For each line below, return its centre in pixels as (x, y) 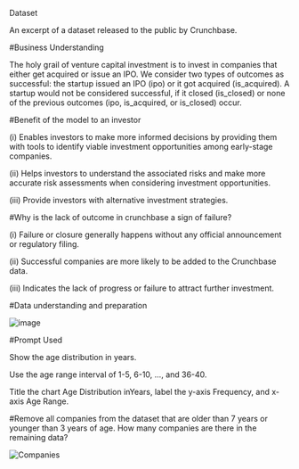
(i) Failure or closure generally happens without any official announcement (145, 234)
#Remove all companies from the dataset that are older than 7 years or (139, 419)
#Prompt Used (36, 340)
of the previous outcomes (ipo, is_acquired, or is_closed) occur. (125, 103)
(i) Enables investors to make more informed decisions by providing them (143, 137)
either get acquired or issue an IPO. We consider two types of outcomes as (147, 74)
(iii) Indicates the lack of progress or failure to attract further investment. (141, 288)
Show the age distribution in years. (73, 357)
